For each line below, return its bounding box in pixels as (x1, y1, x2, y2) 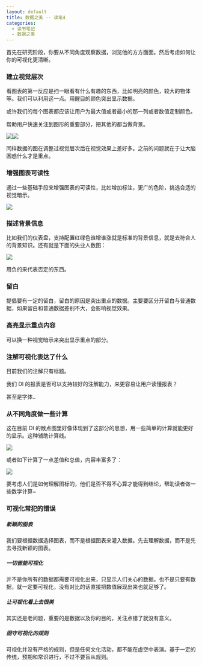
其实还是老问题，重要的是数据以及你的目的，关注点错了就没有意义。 (6, 615, 175, 622)
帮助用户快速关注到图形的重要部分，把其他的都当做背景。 (6, 121, 148, 128)
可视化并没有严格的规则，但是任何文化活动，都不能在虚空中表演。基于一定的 (6, 646, 196, 653)
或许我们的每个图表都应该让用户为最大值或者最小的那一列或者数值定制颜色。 (6, 108, 196, 115)
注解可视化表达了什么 (6, 352, 68, 361)
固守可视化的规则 (6, 629, 49, 636)
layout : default (6, 8, 47, 15)
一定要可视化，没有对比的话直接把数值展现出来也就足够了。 (22, 583, 170, 591)
